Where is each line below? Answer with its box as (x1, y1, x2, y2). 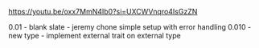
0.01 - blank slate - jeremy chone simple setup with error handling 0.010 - (8, 22, 252, 31)
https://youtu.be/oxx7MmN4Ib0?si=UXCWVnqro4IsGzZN (8, 7, 198, 16)
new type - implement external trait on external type (8, 31, 181, 40)
